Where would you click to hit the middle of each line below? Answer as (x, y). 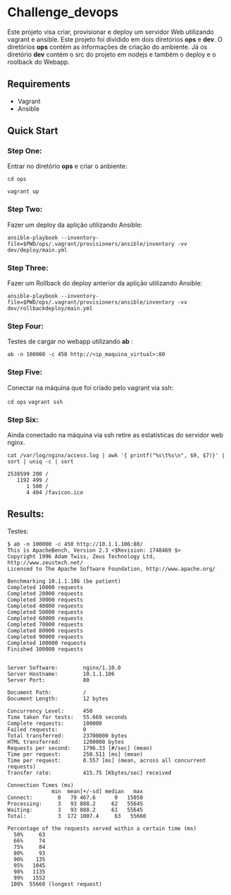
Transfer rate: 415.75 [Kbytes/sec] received (89, 773)
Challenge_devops (63, 12)
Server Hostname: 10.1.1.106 (61, 674)
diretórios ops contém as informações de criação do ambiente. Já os (107, 47)
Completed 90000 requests (45, 636)
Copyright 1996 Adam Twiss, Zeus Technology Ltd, (82, 556)
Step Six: (23, 420)
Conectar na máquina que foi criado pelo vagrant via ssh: (90, 387)
